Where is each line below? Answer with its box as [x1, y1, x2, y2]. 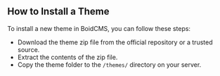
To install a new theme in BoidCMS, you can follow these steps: [7, 24, 191, 32]
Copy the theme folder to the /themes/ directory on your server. [17, 60, 202, 69]
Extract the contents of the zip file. [17, 53, 118, 61]
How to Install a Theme [7, 6, 110, 18]
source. [17, 45, 40, 53]
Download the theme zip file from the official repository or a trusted [17, 38, 213, 46]
